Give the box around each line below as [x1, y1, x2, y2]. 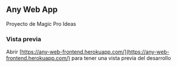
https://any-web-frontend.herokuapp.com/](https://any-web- [21, 48, 169, 55]
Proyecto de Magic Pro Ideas [6, 20, 76, 27]
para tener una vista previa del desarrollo [71, 55, 172, 62]
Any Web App [6, 5, 58, 15]
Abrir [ [6, 48, 22, 55]
